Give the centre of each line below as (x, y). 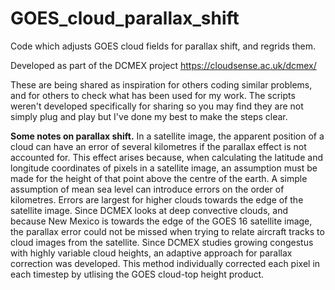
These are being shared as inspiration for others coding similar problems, (161, 84)
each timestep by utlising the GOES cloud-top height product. (137, 274)
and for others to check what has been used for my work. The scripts (153, 95)
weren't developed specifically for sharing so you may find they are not (157, 106)
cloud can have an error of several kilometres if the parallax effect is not (158, 146)
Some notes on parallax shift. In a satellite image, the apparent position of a (167, 136)
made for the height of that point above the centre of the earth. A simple (159, 178)
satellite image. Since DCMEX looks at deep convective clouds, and (149, 210)
